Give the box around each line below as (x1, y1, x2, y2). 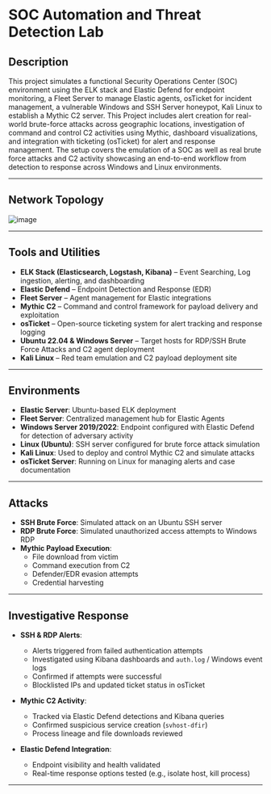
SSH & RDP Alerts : (19, 630, 82, 640)
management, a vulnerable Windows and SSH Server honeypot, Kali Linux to (8, 103, 263, 111)
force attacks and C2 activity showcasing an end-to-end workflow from (8, 153, 247, 163)
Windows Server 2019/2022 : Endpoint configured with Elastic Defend (19, 422, 255, 432)
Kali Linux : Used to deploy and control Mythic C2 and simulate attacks (19, 448, 256, 458)
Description (8, 55, 69, 69)
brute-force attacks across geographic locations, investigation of (28, 120, 245, 128)
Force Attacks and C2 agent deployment (19, 344, 155, 354)
